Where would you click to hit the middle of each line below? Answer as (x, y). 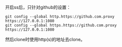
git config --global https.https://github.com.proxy (61, 25)
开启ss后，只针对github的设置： (38, 7)
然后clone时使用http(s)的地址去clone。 (45, 39)
